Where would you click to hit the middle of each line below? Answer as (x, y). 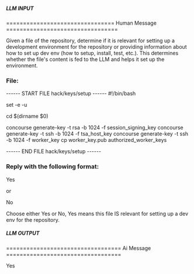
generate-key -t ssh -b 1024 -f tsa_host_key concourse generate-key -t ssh (97, 134)
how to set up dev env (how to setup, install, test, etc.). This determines (92, 53)
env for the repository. (33, 219)
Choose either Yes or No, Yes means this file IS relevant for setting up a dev (97, 214)
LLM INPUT (20, 8)
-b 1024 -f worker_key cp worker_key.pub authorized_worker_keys (86, 140)
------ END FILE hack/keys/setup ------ (53, 151)
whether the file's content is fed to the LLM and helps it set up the (85, 59)
